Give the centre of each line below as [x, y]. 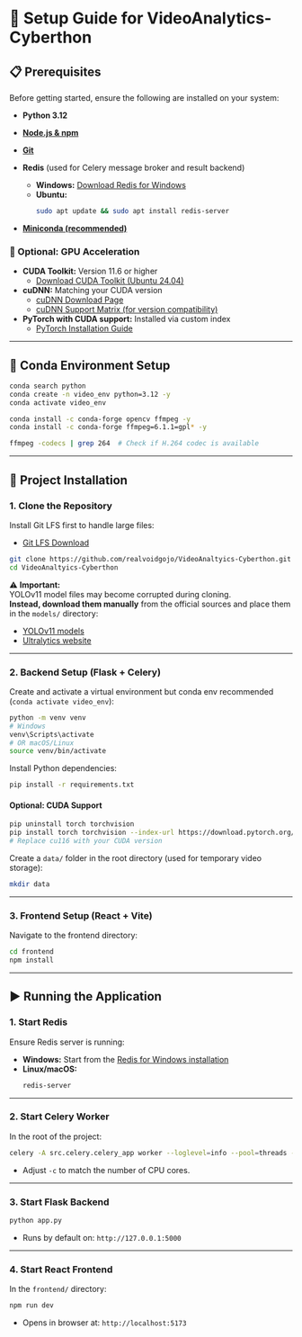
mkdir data [30, 884]
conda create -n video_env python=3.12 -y [90, 394]
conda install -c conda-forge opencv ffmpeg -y [100, 419]
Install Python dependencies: [63, 768]
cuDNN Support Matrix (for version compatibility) [127, 310]
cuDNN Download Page [80, 300]
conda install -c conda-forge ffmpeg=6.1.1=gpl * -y [108, 427]
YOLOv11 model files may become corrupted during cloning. [120, 594]
